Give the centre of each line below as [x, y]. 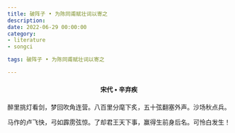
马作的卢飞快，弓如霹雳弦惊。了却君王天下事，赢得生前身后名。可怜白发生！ [119, 122]
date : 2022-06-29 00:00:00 [47, 27]
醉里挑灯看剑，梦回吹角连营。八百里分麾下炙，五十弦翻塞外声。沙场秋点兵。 [119, 107]
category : [22, 34]
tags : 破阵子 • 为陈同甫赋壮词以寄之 [56, 60]
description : [27, 21]
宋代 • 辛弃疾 [119, 89]
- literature [27, 40]
